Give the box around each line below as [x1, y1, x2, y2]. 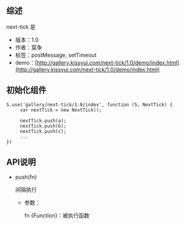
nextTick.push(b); [19, 123, 67, 129]
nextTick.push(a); [19, 118, 67, 124]
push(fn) [15, 173, 37, 181]
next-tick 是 [6, 23, 36, 30]
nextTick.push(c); [19, 128, 67, 134]
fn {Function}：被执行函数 [24, 212, 89, 220]
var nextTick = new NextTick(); [19, 107, 102, 113]
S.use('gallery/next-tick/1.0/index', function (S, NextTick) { [6, 101, 173, 108]
